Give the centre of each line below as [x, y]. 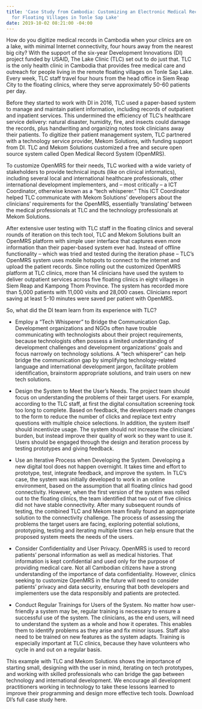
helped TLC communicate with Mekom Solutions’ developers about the [94, 198]
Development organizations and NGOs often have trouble [86, 328]
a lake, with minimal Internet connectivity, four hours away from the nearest [100, 46]
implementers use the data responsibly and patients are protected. [97, 594]
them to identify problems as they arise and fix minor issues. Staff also [102, 631]
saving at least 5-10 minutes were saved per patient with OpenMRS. [90, 299]
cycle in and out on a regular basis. [58, 649]
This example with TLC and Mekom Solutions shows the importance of [94, 661]
